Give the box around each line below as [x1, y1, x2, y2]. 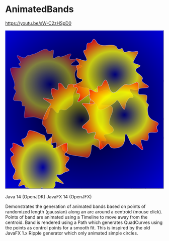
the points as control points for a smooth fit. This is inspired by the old [5, 224, 150, 230]
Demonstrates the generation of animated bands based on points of [5, 203, 146, 209]
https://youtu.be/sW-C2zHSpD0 [5, 20, 72, 26]
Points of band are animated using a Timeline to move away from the [5, 214, 148, 220]
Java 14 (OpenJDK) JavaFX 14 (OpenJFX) [5, 193, 92, 199]
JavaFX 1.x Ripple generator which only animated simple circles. [5, 230, 138, 236]
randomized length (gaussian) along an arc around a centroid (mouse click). [5, 208, 162, 214]
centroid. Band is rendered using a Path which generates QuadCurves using [5, 219, 163, 225]
